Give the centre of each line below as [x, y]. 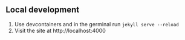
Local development [43, 10]
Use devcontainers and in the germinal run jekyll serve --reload [97, 24]
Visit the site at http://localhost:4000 [60, 30]
